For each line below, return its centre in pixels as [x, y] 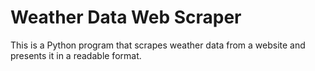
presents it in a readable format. [76, 55]
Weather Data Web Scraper [126, 17]
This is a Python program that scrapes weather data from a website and [158, 45]
